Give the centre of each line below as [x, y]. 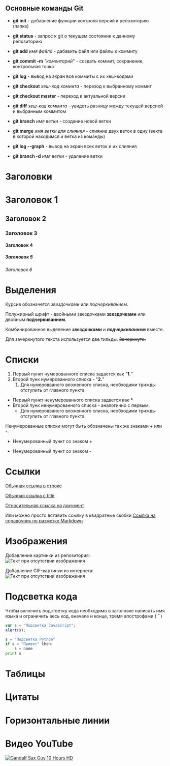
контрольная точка [33, 66]
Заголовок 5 [19, 257]
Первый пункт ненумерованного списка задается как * [73, 400]
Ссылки [23, 472]
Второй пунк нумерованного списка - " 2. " [58, 379]
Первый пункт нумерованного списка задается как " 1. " [73, 374]
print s [13, 654]
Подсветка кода [41, 597]
